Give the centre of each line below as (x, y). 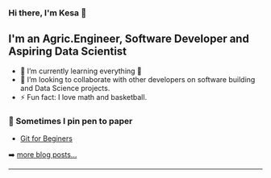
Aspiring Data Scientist (68, 52)
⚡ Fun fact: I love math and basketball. (83, 97)
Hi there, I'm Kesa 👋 (48, 13)
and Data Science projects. (65, 88)
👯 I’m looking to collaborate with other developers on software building (138, 79)
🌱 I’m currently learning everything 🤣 (81, 71)
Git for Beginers (46, 139)
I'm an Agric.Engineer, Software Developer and (129, 39)
